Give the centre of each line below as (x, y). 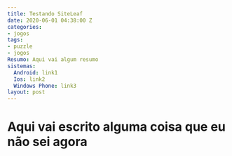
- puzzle (20, 46)
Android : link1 (36, 72)
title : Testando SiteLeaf (45, 14)
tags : (15, 40)
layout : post (26, 92)
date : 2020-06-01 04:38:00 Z (50, 20)
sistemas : (22, 66)
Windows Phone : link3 (45, 86)
